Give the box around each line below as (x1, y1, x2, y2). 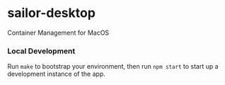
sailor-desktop (7, 5, 96, 21)
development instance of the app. (7, 69, 106, 79)
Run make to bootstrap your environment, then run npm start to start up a (7, 62, 219, 71)
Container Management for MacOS (7, 28, 110, 37)
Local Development (7, 46, 76, 56)
